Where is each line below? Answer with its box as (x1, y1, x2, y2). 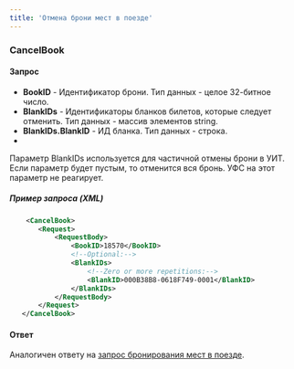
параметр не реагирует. (9, 172, 104, 183)
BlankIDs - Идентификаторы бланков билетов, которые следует (22, 106, 272, 117)
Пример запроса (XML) (9, 193, 104, 204)
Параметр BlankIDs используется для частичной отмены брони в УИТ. (9, 153, 286, 163)
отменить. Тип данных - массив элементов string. (22, 115, 219, 126)
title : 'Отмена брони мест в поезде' (9, 13, 153, 23)
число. (22, 96, 49, 107)
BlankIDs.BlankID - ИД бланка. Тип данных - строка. (22, 125, 228, 136)
